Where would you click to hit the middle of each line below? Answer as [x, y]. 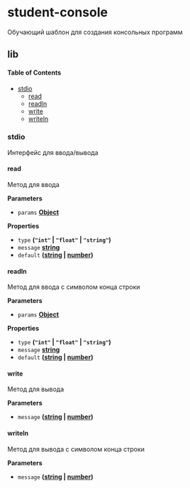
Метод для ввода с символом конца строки [74, 287]
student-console [58, 12]
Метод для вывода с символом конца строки [76, 449]
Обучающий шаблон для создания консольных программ [95, 32]
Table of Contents [34, 73]
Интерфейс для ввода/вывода [53, 152]
